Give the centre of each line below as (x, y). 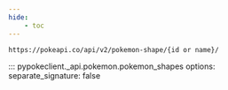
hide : (18, 17)
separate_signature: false (55, 75)
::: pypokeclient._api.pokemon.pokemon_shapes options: (112, 66)
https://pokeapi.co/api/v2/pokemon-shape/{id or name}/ (114, 49)
